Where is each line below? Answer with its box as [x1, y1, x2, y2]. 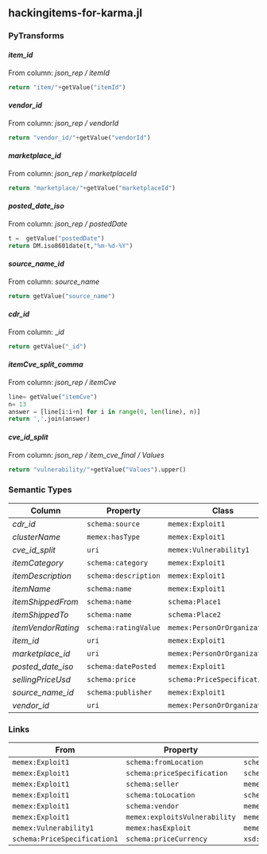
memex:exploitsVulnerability [126, 813, 236, 822]
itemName [12, 583, 52, 594]
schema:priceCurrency [126, 835, 208, 844]
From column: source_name [8, 277, 100, 286]
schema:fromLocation [126, 758, 204, 767]
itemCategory [12, 557, 64, 569]
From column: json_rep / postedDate [8, 218, 128, 228]
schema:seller [126, 780, 180, 789]
